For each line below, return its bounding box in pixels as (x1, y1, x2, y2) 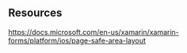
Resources (8, 6, 63, 20)
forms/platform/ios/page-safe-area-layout (8, 36, 147, 45)
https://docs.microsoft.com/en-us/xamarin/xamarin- (8, 27, 180, 36)
